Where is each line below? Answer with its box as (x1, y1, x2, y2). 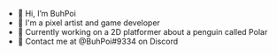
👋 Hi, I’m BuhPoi (17, 9, 77, 18)
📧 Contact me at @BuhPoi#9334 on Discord (17, 36, 179, 46)
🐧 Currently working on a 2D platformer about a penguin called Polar (17, 27, 268, 37)
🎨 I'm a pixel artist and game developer (17, 17, 161, 28)
